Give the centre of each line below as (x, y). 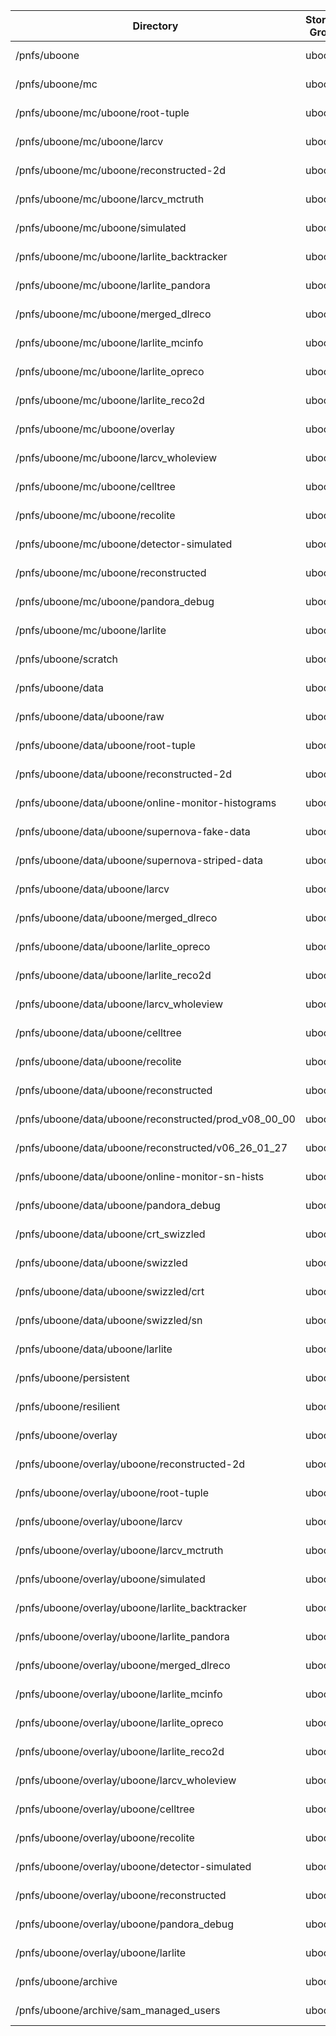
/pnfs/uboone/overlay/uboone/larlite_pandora (122, 1636)
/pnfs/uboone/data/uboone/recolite (98, 1061)
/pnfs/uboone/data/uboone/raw (90, 716)
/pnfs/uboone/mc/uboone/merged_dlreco (113, 314)
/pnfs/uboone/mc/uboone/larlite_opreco (110, 371)
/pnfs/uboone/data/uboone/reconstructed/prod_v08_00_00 (155, 1119)
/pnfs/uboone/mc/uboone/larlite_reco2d (110, 400)
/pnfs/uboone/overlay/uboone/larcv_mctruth (119, 1550)
